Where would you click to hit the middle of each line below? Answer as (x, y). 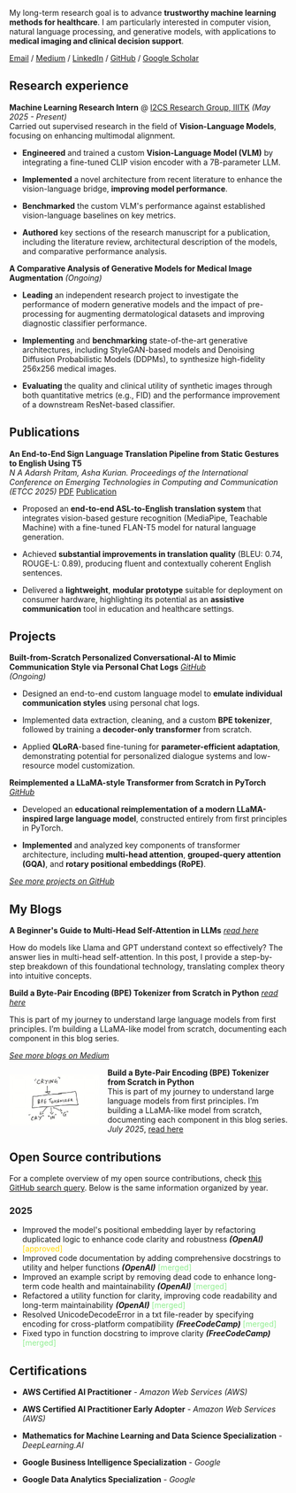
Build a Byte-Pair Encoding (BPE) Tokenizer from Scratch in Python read (144, 993)
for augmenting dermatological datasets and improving (165, 313)
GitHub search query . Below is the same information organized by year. (139, 1188)
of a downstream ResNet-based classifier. (98, 404)
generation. (43, 537)
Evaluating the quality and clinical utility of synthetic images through (147, 385)
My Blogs (35, 909)
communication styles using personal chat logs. (111, 703)
